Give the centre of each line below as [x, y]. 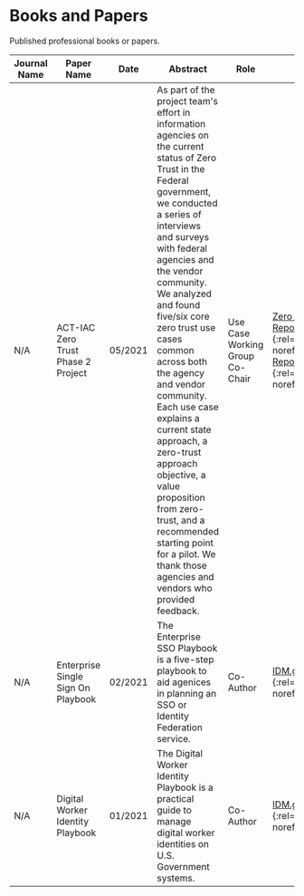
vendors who [185, 588]
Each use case [188, 407]
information [181, 123]
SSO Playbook [187, 648]
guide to [174, 810]
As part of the [186, 90]
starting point [185, 543]
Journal [31, 63]
